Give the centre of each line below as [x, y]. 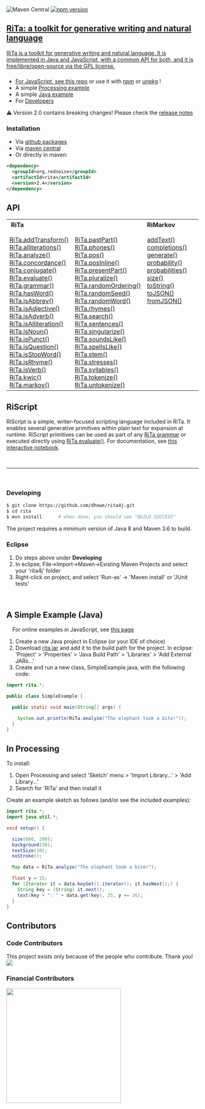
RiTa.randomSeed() [103, 294]
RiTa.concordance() [38, 263]
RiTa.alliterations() [35, 248]
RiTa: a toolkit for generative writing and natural [99, 28]
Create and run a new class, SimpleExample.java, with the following [100, 667]
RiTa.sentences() [99, 324]
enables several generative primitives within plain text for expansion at [95, 428]
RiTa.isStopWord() [35, 355]
